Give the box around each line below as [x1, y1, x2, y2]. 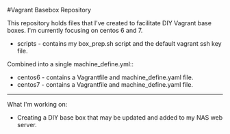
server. [16, 121, 38, 129]
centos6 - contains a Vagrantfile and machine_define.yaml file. [16, 73, 194, 81]
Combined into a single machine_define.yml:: [7, 60, 134, 68]
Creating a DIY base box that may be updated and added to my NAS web [16, 113, 223, 122]
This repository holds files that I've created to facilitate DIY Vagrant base [7, 19, 212, 27]
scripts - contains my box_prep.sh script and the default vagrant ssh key [16, 40, 222, 47]
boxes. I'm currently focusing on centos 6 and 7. [7, 27, 143, 34]
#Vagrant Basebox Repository [7, 6, 91, 14]
